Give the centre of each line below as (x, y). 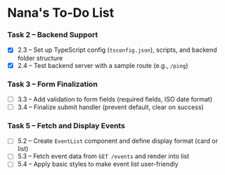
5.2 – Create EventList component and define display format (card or (117, 141)
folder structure (40, 58)
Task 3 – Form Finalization (53, 84)
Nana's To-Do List (61, 13)
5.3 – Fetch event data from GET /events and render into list (103, 156)
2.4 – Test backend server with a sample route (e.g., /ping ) (103, 65)
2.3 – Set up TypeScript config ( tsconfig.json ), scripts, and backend (117, 50)
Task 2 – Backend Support (53, 35)
